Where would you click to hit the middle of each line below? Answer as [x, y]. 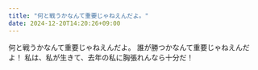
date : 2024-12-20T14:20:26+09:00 [64, 23]
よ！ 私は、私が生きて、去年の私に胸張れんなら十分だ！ [101, 57]
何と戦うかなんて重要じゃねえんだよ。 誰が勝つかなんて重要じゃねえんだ [129, 47]
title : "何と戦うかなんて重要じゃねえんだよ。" [79, 16]
